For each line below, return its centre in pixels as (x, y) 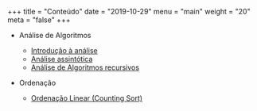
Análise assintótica (62, 59)
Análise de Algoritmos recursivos (85, 67)
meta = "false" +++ (39, 20)
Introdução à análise (64, 50)
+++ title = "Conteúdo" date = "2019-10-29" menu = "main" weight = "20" (129, 11)
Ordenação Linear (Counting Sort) (87, 98)
